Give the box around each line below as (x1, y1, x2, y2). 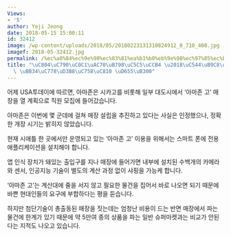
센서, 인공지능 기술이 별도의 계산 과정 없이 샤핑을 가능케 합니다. (14, 166, 184, 175)
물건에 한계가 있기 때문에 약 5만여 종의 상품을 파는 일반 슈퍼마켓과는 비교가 (7, 213, 207, 221)
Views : (7, 10, 26, 17)
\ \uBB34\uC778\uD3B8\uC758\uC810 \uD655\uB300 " (13, 68, 155, 75)
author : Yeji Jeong (7, 23, 63, 30)
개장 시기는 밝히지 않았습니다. (14, 119, 94, 128)
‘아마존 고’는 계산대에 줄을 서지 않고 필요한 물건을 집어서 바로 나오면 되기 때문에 (7, 181, 219, 189)
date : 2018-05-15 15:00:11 (7, 29, 85, 37)
